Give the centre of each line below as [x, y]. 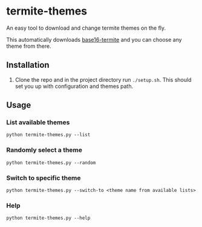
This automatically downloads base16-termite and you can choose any [94, 39]
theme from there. [29, 46]
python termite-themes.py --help [48, 218]
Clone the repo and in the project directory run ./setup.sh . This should [103, 79]
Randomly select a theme [44, 150]
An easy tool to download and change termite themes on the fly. [86, 28]
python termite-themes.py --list [48, 135]
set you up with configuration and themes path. [74, 86]
